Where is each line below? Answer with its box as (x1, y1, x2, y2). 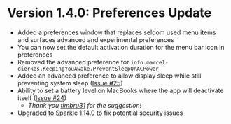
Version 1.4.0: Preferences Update (7, 5, 212, 21)
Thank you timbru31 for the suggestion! (27, 101, 142, 109)
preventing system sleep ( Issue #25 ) (17, 78, 124, 87)
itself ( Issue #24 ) (17, 93, 67, 102)
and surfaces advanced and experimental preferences (17, 35, 174, 43)
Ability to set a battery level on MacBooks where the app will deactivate (17, 86, 224, 95)
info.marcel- (130, 59, 169, 66)
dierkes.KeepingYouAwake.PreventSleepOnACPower (17, 65, 159, 72)
